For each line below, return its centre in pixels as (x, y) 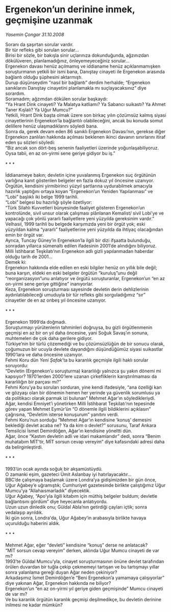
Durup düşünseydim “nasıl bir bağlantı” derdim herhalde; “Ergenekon (78, 82)
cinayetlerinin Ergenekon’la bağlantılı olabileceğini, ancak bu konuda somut (84, 120)
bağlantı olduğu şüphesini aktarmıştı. (44, 77)
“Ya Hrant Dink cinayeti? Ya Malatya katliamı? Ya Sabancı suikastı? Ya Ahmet (86, 104)
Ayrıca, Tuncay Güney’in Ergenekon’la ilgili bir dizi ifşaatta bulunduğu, (78, 240)
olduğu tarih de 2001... (29, 257)
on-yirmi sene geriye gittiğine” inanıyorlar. (49, 284)
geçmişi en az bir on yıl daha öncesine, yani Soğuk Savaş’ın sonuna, (77, 333)
